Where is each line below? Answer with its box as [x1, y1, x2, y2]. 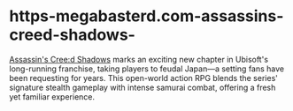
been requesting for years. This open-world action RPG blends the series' [9, 72, 279, 83]
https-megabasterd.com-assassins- [9, 6, 284, 26]
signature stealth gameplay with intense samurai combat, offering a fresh [9, 82, 276, 92]
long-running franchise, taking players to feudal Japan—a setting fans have [9, 63, 285, 74]
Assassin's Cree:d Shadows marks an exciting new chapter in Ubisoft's [9, 54, 268, 64]
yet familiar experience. [9, 91, 96, 102]
